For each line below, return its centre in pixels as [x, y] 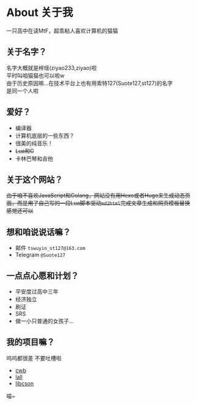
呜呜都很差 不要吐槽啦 [34, 358]
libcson [24, 383]
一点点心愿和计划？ [43, 275]
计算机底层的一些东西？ [45, 135]
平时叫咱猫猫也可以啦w [35, 75]
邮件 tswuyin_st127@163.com [50, 248]
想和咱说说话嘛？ [39, 232]
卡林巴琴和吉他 [34, 158]
